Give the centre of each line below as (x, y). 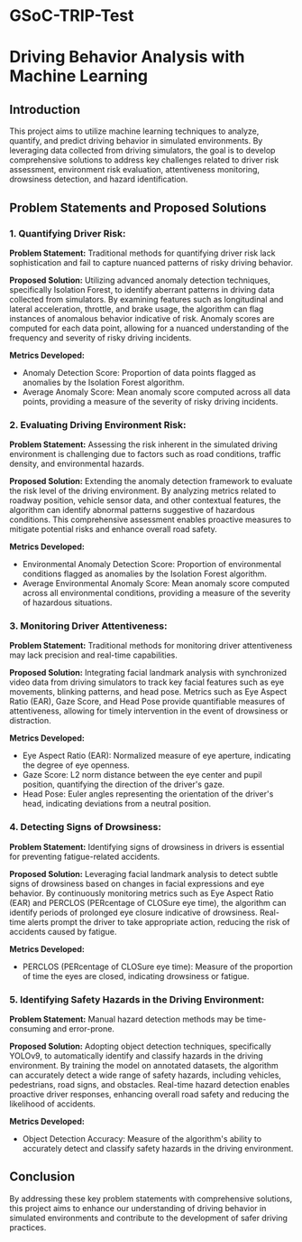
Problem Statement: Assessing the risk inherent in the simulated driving (143, 444)
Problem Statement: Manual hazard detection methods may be (127, 1019)
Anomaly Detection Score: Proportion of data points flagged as (139, 372)
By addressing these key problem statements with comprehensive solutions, (151, 1199)
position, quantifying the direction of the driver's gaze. (124, 784)
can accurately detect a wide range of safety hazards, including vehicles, (146, 1075)
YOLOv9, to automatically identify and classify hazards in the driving (136, 1056)
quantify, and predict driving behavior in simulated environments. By (136, 141)
